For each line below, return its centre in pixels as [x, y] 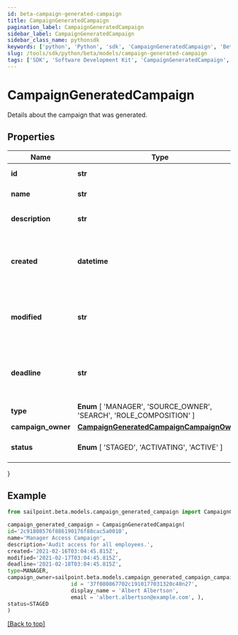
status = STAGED [28, 604]
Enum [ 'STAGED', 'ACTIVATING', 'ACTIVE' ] [150, 447]
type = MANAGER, [28, 571]
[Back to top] [26, 624]
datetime [93, 261]
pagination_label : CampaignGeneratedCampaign [75, 27]
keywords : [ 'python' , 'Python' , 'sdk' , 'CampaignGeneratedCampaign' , [112, 47]
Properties [31, 137]
